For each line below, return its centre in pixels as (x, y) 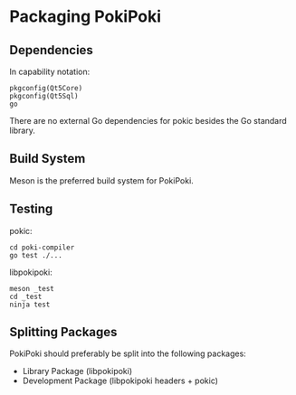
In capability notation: (50, 71)
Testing (31, 209)
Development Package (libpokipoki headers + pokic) (120, 381)
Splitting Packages (63, 332)
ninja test (30, 305)
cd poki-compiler (42, 247)
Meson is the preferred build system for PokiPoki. (102, 180)
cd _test (26, 296)
